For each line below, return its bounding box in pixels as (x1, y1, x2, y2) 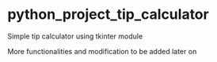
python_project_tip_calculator (7, 5, 209, 24)
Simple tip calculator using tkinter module (7, 31, 143, 41)
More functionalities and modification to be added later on (7, 46, 197, 56)
